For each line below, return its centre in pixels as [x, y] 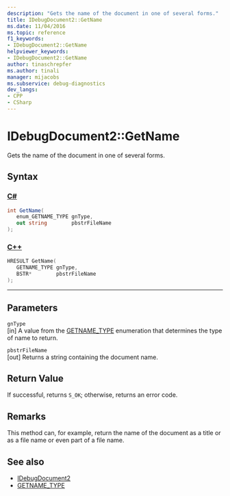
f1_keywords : [26, 39]
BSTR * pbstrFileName [56, 274]
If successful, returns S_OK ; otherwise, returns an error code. [92, 395]
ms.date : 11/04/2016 [37, 26]
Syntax [23, 177]
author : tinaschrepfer [39, 64]
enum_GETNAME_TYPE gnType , [55, 217]
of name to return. [33, 338]
